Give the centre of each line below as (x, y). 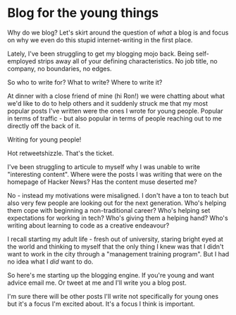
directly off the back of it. (44, 125)
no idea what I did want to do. (50, 261)
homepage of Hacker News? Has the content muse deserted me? (102, 182)
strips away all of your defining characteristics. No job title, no (128, 61)
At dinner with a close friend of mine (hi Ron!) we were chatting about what (116, 96)
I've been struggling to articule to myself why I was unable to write (104, 166)
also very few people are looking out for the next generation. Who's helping (117, 203)
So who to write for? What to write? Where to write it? (85, 82)
